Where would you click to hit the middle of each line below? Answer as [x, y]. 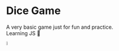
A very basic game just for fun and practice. [60, 27]
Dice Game [33, 11]
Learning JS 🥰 [23, 33]
